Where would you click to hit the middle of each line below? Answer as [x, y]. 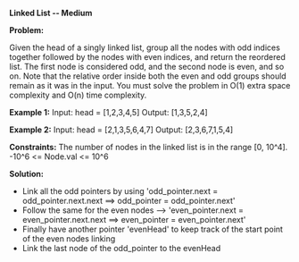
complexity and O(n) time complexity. [78, 95]
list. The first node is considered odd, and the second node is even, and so [147, 67]
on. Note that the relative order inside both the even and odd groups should [148, 76]
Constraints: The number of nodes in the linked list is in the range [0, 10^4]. [149, 147]
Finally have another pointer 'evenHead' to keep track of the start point [153, 229]
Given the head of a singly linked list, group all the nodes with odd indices [145, 47]
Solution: [27, 174]
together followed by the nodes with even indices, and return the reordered [147, 57]
